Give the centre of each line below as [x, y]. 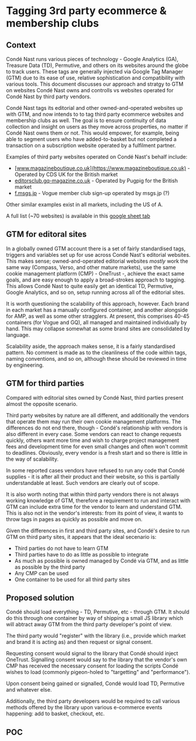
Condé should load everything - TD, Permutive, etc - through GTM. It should [98, 612]
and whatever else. [29, 690]
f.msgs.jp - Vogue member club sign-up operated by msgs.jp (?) [92, 193]
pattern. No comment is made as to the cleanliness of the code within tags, [97, 352]
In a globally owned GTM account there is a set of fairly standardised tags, [96, 249]
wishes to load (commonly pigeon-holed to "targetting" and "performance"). [98, 672]
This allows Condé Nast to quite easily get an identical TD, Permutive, [90, 286]
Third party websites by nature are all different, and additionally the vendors [97, 415]
